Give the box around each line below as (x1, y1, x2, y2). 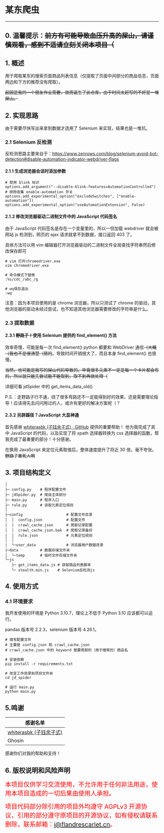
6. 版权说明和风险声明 (5, 766, 71, 775)
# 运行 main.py (5, 685, 35, 690)
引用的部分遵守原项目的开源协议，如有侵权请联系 (17, 812, 158, 820)
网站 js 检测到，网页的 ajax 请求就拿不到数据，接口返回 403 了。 (5, 231, 135, 237)
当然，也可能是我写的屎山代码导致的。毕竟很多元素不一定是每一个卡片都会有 (5, 367, 159, 373)
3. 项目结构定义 (5, 469, 51, 477)
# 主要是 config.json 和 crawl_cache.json (5, 643, 90, 648)
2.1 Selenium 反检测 (5, 138, 52, 145)
